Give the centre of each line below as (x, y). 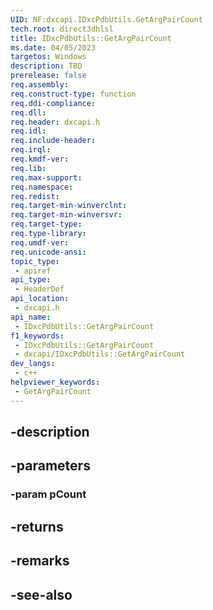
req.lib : (28, 168)
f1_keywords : (37, 336)
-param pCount (48, 494)
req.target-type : (46, 224)
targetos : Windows (48, 57)
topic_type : (35, 261)
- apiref (33, 271)
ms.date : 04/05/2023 (53, 47)
